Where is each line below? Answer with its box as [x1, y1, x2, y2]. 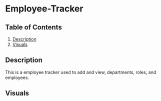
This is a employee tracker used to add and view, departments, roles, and [5, 69, 156, 75]
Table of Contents [5, 23, 62, 31]
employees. [5, 74, 29, 80]
